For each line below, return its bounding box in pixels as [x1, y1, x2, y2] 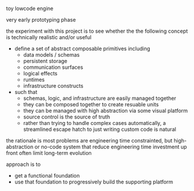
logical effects [23, 70, 58, 77]
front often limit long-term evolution [6, 150, 92, 157]
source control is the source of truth [23, 113, 110, 120]
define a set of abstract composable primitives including [14, 45, 151, 52]
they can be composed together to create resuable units [23, 101, 159, 107]
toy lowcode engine [6, 5, 54, 12]
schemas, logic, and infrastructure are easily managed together [23, 95, 176, 102]
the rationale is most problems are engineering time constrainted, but [6, 137, 173, 144]
